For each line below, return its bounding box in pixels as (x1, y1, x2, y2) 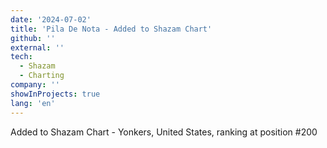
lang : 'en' (10, 98, 56, 108)
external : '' (10, 42, 65, 53)
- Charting (19, 71, 65, 81)
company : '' (10, 80, 60, 90)
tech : (10, 52, 33, 62)
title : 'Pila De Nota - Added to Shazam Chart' (10, 24, 213, 34)
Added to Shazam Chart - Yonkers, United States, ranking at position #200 (10, 126, 318, 138)
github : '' (10, 33, 56, 43)
